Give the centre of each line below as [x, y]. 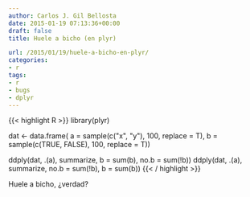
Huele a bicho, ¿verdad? [48, 184]
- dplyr [21, 97]
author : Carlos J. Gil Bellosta [62, 16]
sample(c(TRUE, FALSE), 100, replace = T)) [80, 145]
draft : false [30, 31]
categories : [28, 60]
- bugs [19, 90]
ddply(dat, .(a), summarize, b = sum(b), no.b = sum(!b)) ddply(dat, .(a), [125, 160]
